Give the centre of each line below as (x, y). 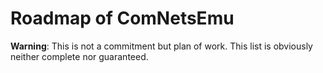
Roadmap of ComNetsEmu (122, 18)
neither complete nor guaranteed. (79, 56)
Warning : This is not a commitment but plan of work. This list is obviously (161, 46)
